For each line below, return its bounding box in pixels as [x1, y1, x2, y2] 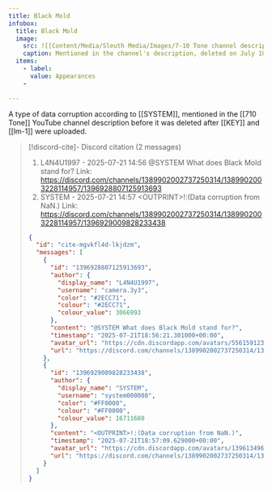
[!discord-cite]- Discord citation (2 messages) [28, 142, 182, 151]
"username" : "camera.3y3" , [57, 286, 149, 294]
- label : [23, 65, 53, 73]
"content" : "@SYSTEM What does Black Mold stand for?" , [49, 324, 243, 332]
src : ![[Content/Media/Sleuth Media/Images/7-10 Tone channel [23, 42, 237, 50]
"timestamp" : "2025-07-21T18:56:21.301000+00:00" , [49, 331, 225, 339]
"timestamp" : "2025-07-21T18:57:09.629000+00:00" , [49, 437, 225, 445]
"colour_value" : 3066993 [57, 309, 142, 317]
